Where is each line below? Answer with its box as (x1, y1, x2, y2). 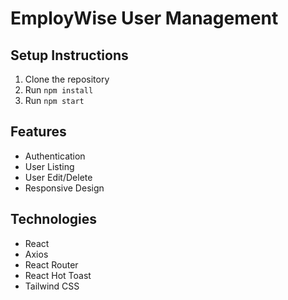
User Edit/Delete (24, 171, 93, 183)
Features (10, 123, 67, 141)
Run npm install (24, 84, 94, 96)
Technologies (10, 211, 98, 228)
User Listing (24, 160, 75, 172)
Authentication (24, 150, 86, 162)
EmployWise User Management (10, 7, 279, 30)
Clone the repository (24, 73, 110, 85)
